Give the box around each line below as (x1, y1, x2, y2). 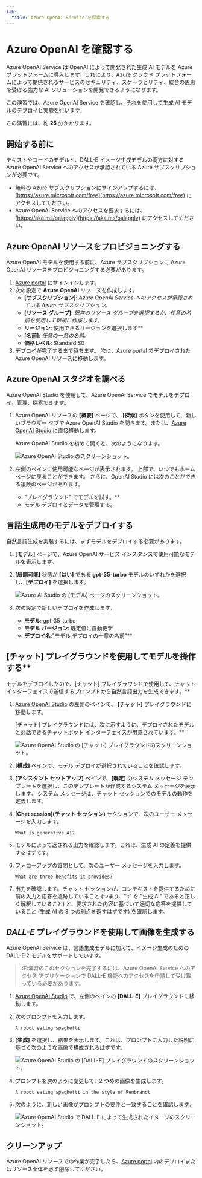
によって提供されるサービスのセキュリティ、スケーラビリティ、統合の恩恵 (11, 79, 196, 86)
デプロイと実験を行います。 (16, 106, 86, 114)
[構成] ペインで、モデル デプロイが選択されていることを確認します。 (14, 762, 185, 769)
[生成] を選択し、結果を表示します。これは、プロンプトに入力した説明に (14, 1036, 195, 1044)
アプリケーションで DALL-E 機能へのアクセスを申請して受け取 (38, 972, 192, 980)
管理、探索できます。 (16, 399, 69, 406)
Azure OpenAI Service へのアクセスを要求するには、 (14, 207, 146, 214)
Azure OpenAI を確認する (6, 42, 134, 56)
